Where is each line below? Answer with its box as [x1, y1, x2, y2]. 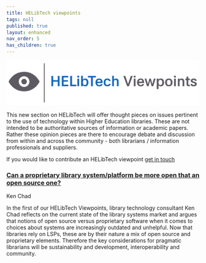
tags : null [6, 16, 34, 23]
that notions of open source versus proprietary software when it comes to [6, 217, 193, 224]
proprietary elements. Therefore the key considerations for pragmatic [6, 237, 182, 244]
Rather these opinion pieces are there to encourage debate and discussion [6, 131, 195, 138]
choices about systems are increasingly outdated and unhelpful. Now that [6, 224, 193, 231]
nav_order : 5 [6, 36, 40, 42]
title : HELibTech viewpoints [6, 10, 81, 16]
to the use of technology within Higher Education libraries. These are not [6, 117, 190, 125]
